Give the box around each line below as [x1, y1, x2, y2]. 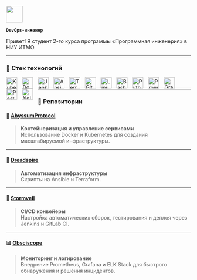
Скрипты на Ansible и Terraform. [20, 176, 101, 183]
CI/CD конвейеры [20, 208, 66, 215]
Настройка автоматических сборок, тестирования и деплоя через [20, 214, 188, 221]
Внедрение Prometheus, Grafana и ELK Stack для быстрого [20, 261, 168, 268]
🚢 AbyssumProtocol [6, 112, 56, 119]
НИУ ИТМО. [6, 44, 36, 50]
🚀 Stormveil [6, 195, 35, 202]
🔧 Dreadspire [6, 157, 39, 164]
